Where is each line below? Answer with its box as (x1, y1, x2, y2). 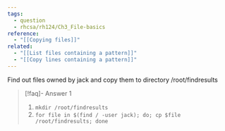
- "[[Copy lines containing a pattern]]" (13, 56, 138, 63)
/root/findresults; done (35, 118, 109, 125)
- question (13, 17, 46, 24)
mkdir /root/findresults (35, 104, 109, 111)
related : (7, 43, 33, 50)
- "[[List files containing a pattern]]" (13, 50, 138, 57)
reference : (7, 30, 39, 37)
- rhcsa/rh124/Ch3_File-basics (13, 23, 106, 30)
